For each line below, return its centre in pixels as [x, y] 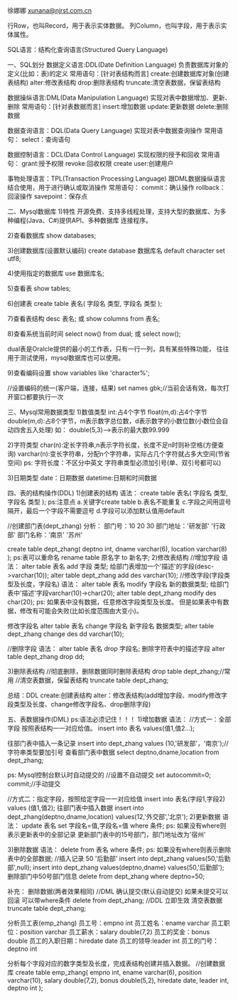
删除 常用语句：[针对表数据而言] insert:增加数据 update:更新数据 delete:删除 [118, 106]
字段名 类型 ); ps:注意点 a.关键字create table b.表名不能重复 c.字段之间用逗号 [119, 502]
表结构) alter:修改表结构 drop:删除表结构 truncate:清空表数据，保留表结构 [114, 83]
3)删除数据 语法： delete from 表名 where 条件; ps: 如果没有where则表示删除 [119, 850]
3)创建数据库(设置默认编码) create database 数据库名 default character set [116, 250]
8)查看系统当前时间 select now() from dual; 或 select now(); [94, 334]
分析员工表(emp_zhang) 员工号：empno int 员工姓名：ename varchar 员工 [115, 923]
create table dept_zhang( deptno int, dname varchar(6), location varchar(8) [117, 549]
